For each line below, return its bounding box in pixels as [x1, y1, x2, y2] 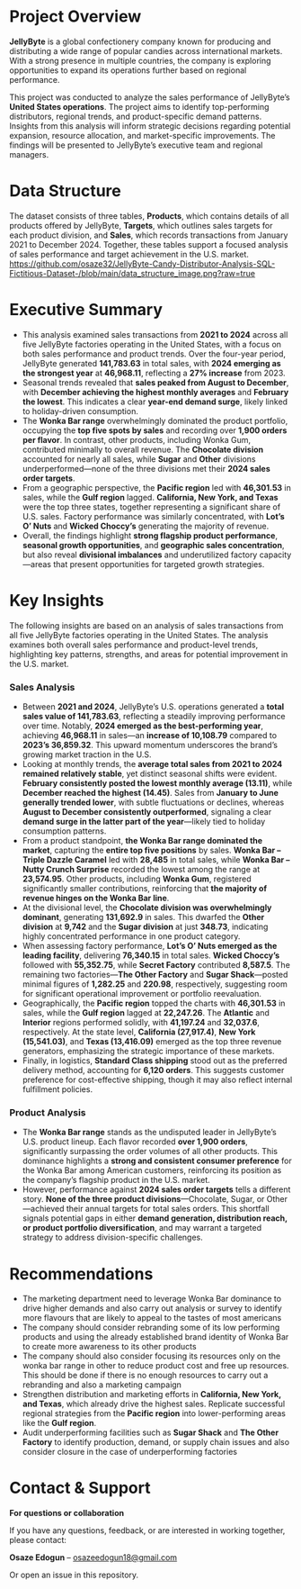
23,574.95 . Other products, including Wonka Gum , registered [22, 873, 252, 884]
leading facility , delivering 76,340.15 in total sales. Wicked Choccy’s [22, 950, 280, 961]
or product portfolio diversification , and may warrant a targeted [22, 1223, 262, 1233]
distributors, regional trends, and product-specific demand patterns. [9, 111, 262, 122]
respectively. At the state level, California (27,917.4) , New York [22, 1026, 256, 1037]
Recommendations [9, 1263, 154, 1284]
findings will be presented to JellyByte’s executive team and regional [9, 140, 263, 150]
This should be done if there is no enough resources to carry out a [22, 1370, 269, 1381]
